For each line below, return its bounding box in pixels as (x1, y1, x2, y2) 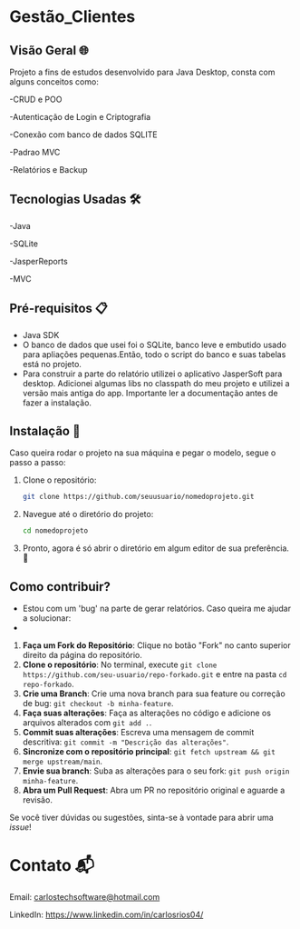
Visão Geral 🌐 (9, 43, 89, 58)
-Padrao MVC (9, 147, 61, 157)
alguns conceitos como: (9, 76, 100, 87)
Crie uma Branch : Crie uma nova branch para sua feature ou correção (22, 688, 285, 699)
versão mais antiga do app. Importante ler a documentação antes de (22, 387, 278, 398)
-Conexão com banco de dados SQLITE (9, 129, 158, 140)
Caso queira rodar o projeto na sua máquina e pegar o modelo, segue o (9, 447, 276, 458)
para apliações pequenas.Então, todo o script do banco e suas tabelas (22, 348, 286, 360)
